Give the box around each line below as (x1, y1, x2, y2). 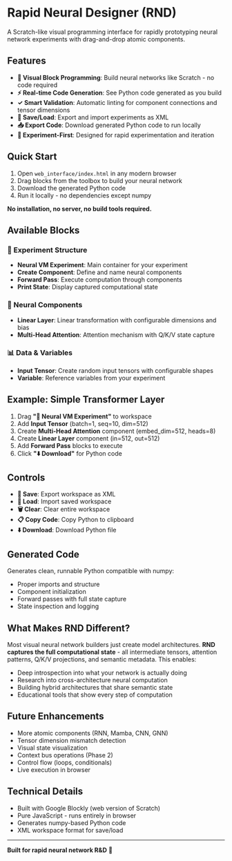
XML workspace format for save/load (17, 826, 124, 834)
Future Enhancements (7, 710, 105, 722)
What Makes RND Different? (7, 622, 130, 634)
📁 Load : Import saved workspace (17, 497, 112, 505)
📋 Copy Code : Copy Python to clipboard (17, 516, 135, 524)
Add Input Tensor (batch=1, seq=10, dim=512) (17, 419, 148, 427)
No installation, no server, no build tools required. (7, 204, 152, 213)
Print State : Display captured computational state (17, 283, 159, 291)
